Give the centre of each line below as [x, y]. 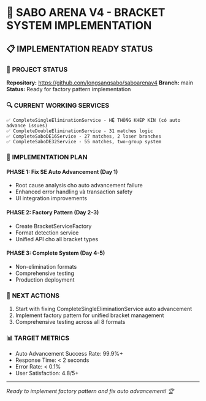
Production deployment [45, 279]
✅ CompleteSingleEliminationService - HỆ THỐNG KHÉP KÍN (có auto [93, 121]
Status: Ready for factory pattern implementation [69, 89]
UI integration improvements [51, 198]
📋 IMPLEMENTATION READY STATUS [80, 49]
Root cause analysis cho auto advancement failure [79, 186]
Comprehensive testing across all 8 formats [70, 322]
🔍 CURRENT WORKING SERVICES [58, 105]
